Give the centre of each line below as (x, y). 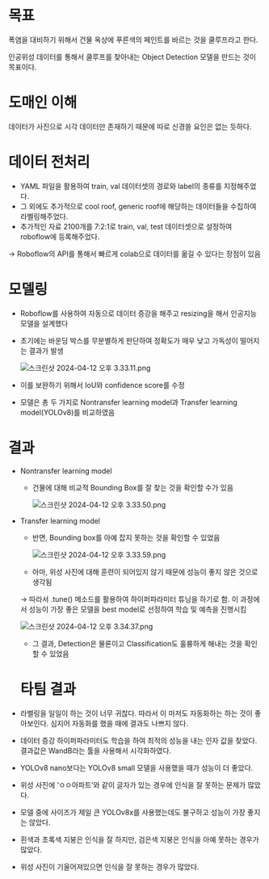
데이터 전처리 (49, 162)
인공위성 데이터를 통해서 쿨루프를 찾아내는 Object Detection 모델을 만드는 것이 (132, 57)
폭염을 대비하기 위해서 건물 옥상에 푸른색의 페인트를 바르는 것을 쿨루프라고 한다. (133, 40)
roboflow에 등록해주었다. (60, 236)
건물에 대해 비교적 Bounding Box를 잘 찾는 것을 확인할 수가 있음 (133, 487)
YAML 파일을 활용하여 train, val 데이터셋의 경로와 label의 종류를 (121, 186)
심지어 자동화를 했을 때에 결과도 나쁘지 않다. (119, 723)
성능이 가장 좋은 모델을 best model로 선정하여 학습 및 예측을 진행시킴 (138, 609)
